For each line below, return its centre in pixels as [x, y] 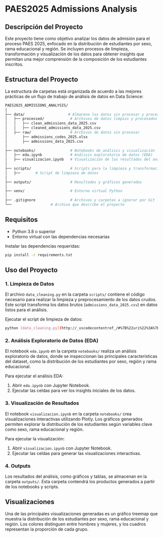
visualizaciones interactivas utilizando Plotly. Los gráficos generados [74, 419]
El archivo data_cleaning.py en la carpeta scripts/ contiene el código [75, 294]
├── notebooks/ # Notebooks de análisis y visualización [80, 151]
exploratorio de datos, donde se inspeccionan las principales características [81, 356]
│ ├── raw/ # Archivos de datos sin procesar [72, 133]
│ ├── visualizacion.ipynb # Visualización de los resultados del [78, 159]
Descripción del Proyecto [44, 27]
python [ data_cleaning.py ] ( [33, 328]
